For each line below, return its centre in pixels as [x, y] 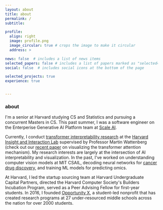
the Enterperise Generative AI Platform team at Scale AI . [61, 127]
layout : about [19, 9]
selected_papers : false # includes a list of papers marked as [70, 63]
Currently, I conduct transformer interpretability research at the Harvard [77, 137]
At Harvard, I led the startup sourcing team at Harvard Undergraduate [74, 177]
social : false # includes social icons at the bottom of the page [75, 68]
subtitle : [15, 23]
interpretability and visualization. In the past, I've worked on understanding [80, 157]
